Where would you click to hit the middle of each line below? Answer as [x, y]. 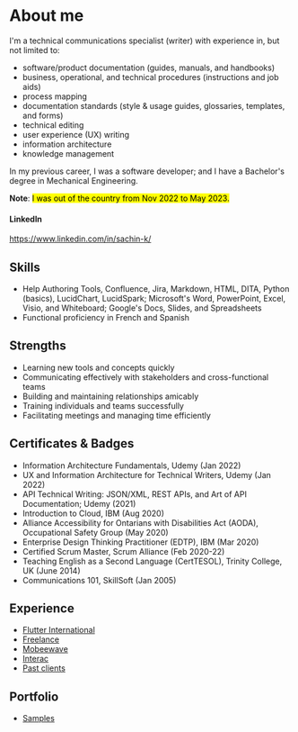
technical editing [53, 125]
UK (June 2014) [51, 570]
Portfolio [34, 696]
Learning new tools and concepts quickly [98, 367]
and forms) [43, 115]
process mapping [55, 96]
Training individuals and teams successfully [103, 405]
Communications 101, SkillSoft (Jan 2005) [99, 580]
